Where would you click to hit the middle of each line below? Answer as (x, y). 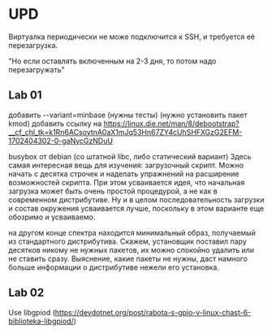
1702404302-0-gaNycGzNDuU (61, 141)
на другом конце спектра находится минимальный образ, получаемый (132, 232)
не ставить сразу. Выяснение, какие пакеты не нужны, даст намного (128, 258)
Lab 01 (25, 95)
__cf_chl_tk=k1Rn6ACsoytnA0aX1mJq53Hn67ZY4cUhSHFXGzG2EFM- (125, 132)
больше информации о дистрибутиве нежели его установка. (114, 267)
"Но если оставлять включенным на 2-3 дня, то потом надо (112, 61)
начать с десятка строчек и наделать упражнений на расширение (124, 174)
